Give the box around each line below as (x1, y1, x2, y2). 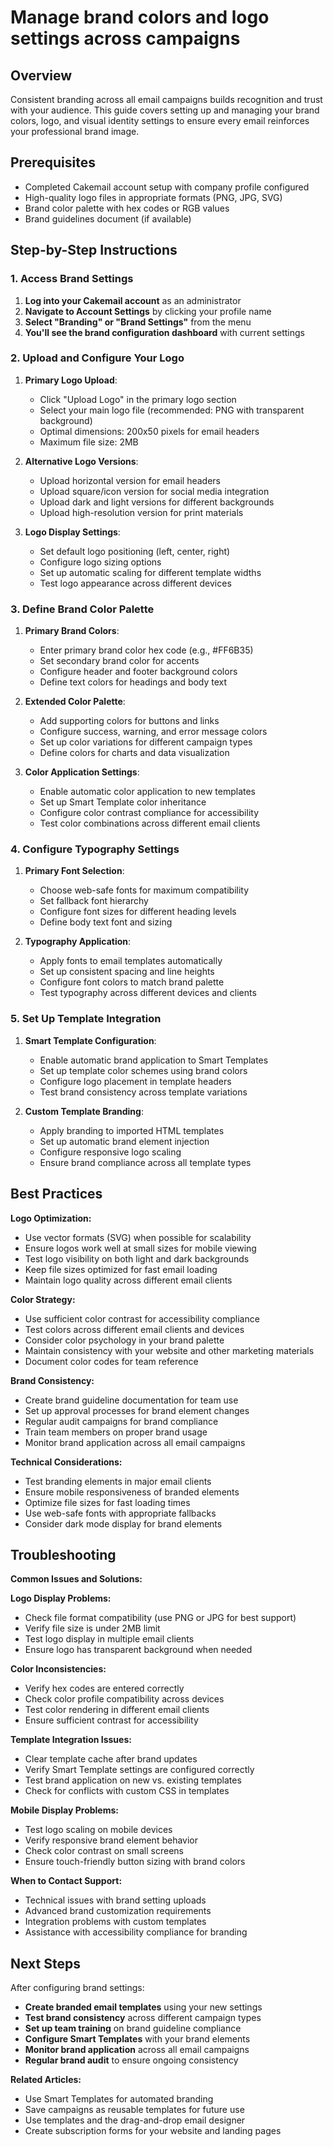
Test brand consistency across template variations (39, 1086, 248, 1098)
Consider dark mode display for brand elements (24, 1517, 223, 1530)
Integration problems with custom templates (24, 1916, 207, 1928)
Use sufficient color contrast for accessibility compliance (24, 1312, 260, 1325)
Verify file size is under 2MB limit (24, 1622, 161, 1635)
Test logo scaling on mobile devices (24, 1824, 173, 1836)
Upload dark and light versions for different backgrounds (39, 496, 275, 508)
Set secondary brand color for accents (39, 655, 200, 667)
